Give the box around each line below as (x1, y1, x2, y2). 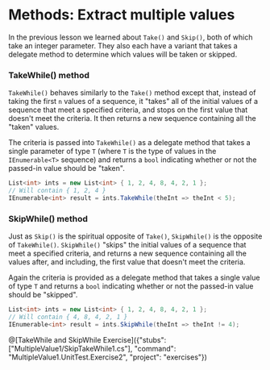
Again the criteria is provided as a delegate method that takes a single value (8, 272, 260, 283)
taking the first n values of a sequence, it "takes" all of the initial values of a (8, 97, 259, 106)
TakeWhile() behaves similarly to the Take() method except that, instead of (8, 88, 256, 98)
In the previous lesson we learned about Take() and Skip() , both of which (8, 32, 253, 42)
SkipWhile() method (8, 213, 89, 224)
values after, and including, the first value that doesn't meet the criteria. (8, 257, 246, 267)
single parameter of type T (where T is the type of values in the (8, 147, 217, 156)
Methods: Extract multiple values (8, 6, 235, 24)
